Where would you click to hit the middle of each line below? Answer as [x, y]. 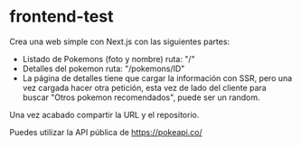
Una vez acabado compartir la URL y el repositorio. [104, 114]
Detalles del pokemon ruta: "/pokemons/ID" [103, 68]
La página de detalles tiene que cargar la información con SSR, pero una [157, 78]
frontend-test [61, 17]
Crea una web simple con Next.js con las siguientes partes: [120, 41]
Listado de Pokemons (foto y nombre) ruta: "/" [109, 59]
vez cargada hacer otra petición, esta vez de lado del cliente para [144, 87]
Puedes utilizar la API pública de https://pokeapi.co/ [106, 132]
